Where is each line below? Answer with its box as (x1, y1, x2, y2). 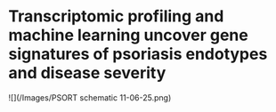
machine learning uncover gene (8, 25, 248, 45)
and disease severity (8, 63, 166, 84)
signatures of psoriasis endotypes (8, 44, 268, 64)
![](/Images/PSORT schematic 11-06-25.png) (8, 92, 172, 103)
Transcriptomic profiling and (8, 6, 224, 27)
